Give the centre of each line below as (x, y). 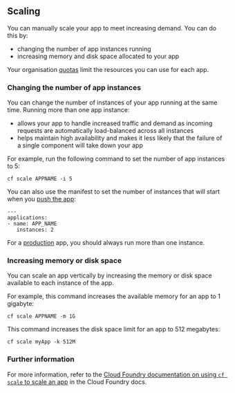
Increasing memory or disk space (65, 261)
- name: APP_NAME (32, 224)
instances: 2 (35, 230)
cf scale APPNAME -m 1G (41, 317)
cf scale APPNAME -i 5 (40, 179)
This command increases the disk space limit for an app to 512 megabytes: (114, 329)
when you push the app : (41, 199)
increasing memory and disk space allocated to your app (98, 56)
